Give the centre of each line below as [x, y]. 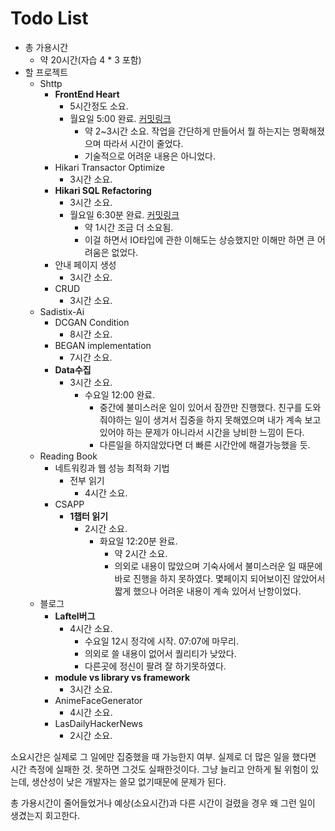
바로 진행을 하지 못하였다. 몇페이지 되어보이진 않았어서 [220, 578]
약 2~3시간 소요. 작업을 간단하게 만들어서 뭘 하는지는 [187, 131]
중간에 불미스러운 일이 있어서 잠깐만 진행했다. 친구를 [201, 407]
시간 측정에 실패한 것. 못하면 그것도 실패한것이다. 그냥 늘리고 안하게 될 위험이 [159, 769]
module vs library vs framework [122, 677]
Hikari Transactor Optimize [109, 167]
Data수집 [73, 369]
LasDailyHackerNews [98, 723]
